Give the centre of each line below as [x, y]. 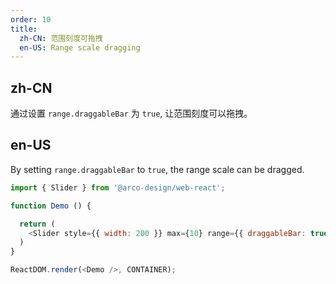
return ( [37, 224]
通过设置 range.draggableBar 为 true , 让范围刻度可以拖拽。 [131, 113]
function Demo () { [51, 206]
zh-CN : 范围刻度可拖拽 [61, 38]
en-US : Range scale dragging [80, 47]
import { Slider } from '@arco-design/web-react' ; [118, 187]
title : [24, 29]
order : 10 [31, 19]
